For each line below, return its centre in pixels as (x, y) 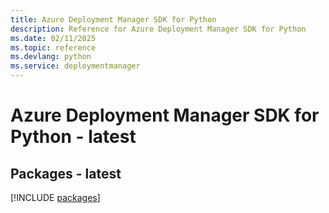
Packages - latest (66, 173)
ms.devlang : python (51, 57)
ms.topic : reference (53, 47)
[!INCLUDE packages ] (55, 197)
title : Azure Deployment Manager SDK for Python (113, 19)
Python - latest (73, 137)
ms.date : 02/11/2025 (53, 38)
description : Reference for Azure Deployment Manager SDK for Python (158, 29)
